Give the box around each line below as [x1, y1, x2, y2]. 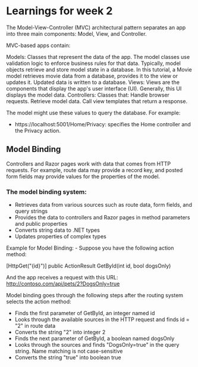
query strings [14, 207, 48, 215]
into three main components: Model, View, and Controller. [6, 30, 147, 37]
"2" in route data [14, 322, 56, 329]
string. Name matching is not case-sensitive [14, 347, 123, 355]
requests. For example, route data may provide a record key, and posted [6, 166, 183, 173]
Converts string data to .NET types [14, 226, 100, 234]
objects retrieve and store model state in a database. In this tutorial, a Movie [6, 66, 192, 73]
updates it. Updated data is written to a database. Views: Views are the [6, 79, 180, 86]
